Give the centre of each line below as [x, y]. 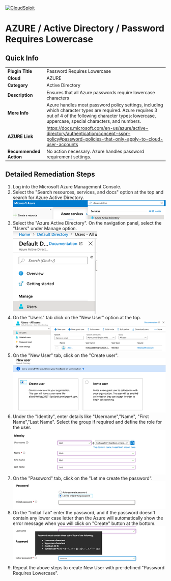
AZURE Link [20, 136]
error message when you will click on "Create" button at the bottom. [84, 523]
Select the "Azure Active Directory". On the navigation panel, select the [87, 223]
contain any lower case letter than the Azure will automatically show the [88, 518]
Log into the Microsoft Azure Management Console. [67, 186]
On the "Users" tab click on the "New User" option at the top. [77, 318]
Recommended [24, 151]
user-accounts [62, 144]
